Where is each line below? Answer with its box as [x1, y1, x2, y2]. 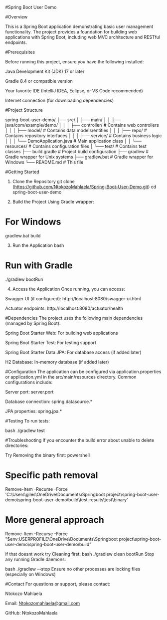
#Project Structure [5, 107, 43, 113]
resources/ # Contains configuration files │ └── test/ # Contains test [5, 143, 147, 149]
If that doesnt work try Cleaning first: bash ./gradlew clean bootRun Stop [5, 551, 155, 557]
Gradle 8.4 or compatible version [5, 78, 73, 84]
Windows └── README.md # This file [5, 159, 84, 165]
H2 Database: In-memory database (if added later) [5, 359, 109, 365]
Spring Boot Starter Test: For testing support [5, 339, 96, 346]
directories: [5, 442, 29, 448]
